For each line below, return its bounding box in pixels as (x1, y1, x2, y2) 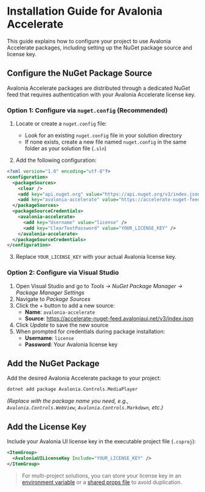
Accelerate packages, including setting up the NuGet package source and (7, 44, 192, 51)
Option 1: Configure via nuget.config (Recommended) (7, 106, 168, 114)
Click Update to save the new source (15, 321, 109, 328)
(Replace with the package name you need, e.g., (7, 397, 129, 405)
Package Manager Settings (15, 289, 85, 296)
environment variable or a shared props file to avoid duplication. (21, 478, 182, 486)
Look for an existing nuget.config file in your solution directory (24, 132, 182, 139)
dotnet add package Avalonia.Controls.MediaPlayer (7, 386, 138, 393)
